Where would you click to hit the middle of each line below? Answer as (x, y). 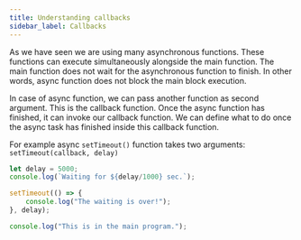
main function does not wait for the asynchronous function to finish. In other (151, 71)
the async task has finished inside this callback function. (114, 126)
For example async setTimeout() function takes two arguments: (128, 144)
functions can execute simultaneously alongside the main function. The (142, 61)
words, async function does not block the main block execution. (128, 80)
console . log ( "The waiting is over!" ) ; (98, 202)
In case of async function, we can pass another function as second (134, 98)
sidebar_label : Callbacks (58, 26)
